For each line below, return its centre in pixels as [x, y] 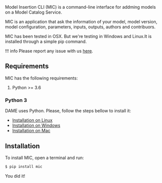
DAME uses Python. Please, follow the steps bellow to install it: [68, 111]
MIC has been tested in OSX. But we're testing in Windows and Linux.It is [79, 36]
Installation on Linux [32, 120]
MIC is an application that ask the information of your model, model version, [81, 22]
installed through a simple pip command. [46, 41]
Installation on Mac [31, 131]
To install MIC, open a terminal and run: [45, 158]
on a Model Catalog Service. [34, 12]
